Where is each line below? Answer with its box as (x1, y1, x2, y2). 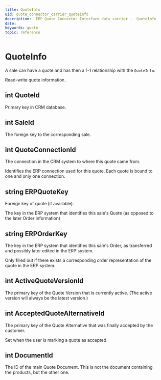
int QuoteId (5, 91, 40, 100)
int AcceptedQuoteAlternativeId (5, 309, 105, 318)
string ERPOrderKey (5, 229, 68, 238)
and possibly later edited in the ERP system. (5, 248, 94, 253)
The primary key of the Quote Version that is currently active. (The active (5, 290, 153, 296)
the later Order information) (5, 216, 60, 221)
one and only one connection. (5, 173, 65, 179)
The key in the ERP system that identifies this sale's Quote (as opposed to (5, 210, 154, 216)
